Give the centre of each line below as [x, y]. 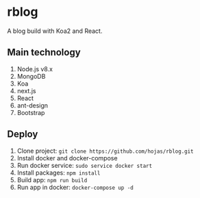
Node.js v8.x [35, 69]
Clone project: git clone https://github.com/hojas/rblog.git [105, 151]
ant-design [33, 105]
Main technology [44, 52]
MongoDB [31, 76]
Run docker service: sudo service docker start [85, 165]
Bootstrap [31, 112]
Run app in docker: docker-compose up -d [75, 187]
